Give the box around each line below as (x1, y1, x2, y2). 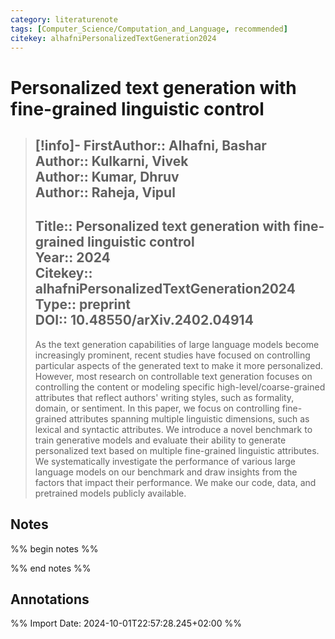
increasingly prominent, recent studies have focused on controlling (34, 349, 311, 361)
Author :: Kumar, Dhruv (34, 168, 180, 185)
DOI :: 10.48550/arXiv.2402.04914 (34, 312, 254, 329)
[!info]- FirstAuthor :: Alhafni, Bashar (34, 137, 267, 154)
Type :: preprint (34, 296, 132, 313)
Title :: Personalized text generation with (34, 218, 291, 235)
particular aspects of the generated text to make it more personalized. (34, 359, 324, 371)
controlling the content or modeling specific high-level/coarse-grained (34, 381, 326, 393)
